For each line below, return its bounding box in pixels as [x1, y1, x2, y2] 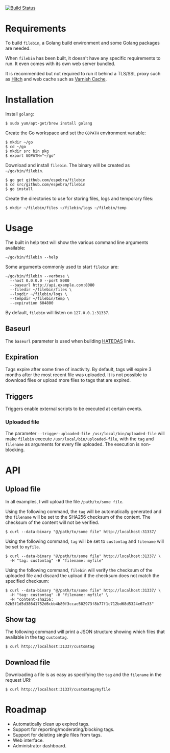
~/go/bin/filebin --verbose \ [5, 273, 70, 279]
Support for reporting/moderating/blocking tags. [12, 726, 115, 732]
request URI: [5, 677, 32, 683]
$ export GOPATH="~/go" [5, 153, 56, 158]
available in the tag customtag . [5, 634, 68, 640]
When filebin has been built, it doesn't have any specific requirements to [5, 55, 161, 61]
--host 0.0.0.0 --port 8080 [10, 278, 70, 283]
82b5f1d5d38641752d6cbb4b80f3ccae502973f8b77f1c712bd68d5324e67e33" [5, 601, 154, 606]
